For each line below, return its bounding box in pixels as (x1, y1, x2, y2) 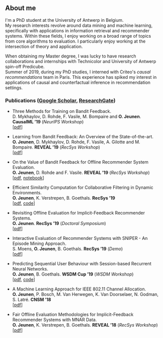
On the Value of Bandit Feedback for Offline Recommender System (12, 159, 149, 165)
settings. (5, 84, 23, 91)
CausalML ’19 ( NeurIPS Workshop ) (12, 119, 84, 125)
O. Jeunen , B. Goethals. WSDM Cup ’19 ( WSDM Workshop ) (12, 271, 134, 277)
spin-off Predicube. (5, 63, 45, 69)
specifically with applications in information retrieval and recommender (5, 27, 150, 34)
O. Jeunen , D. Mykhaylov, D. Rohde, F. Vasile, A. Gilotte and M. (12, 139, 141, 145)
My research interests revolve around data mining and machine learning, (5, 22, 153, 28)
